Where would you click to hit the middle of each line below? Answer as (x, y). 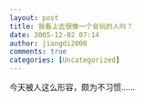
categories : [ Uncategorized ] (65, 60)
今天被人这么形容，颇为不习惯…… (72, 87)
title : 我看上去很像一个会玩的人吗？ (72, 26)
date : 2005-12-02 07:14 (55, 35)
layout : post (34, 18)
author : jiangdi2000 (49, 43)
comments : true (38, 52)
